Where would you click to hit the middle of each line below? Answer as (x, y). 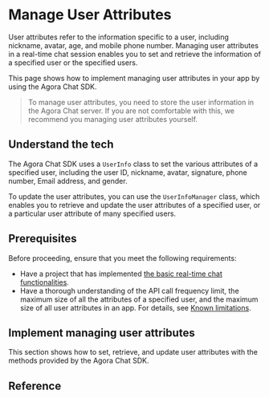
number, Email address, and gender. (68, 181)
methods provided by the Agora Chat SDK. (79, 361)
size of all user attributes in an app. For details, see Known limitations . (135, 307)
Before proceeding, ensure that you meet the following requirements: (122, 258)
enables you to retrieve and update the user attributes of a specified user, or (134, 205)
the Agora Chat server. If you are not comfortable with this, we (131, 111)
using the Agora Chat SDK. (53, 87)
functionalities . (45, 282)
